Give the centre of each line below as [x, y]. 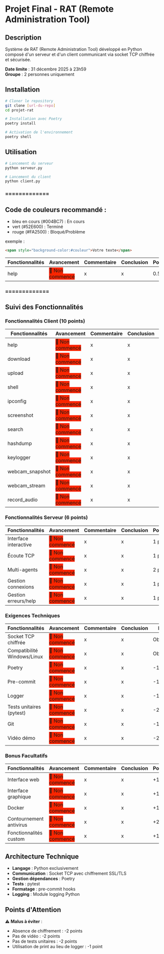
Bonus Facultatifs [26, 756]
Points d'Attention [33, 910]
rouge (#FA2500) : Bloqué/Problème [49, 232]
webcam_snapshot [29, 472]
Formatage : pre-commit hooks [44, 889]
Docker [16, 808]
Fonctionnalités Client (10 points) [45, 321]
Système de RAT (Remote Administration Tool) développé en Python [74, 49]
